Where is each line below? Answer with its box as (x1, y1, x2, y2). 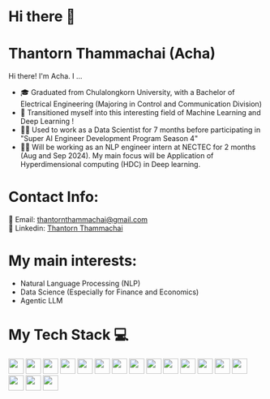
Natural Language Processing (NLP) (19, 279, 141, 288)
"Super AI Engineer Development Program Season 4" (19, 134, 199, 144)
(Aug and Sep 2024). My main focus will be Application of (19, 151, 214, 161)
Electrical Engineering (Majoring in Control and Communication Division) (19, 99, 262, 109)
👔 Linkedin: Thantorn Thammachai (8, 223, 123, 234)
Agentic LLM (19, 296, 63, 305)
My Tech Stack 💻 (8, 326, 129, 344)
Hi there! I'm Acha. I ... (8, 71, 83, 81)
